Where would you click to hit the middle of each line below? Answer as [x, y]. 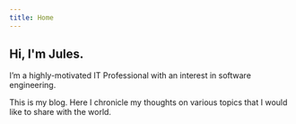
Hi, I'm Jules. [47, 54]
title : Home [31, 18]
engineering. [33, 85]
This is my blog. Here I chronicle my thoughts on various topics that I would [148, 102]
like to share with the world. [61, 112]
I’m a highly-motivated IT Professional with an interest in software [130, 75]
